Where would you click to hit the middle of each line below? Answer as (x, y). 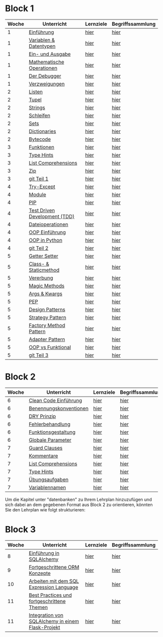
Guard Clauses (46, 448)
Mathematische (47, 62)
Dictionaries (43, 131)
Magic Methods (47, 286)
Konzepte (40, 573)
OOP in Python (46, 240)
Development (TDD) (52, 216)
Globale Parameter (50, 440)
